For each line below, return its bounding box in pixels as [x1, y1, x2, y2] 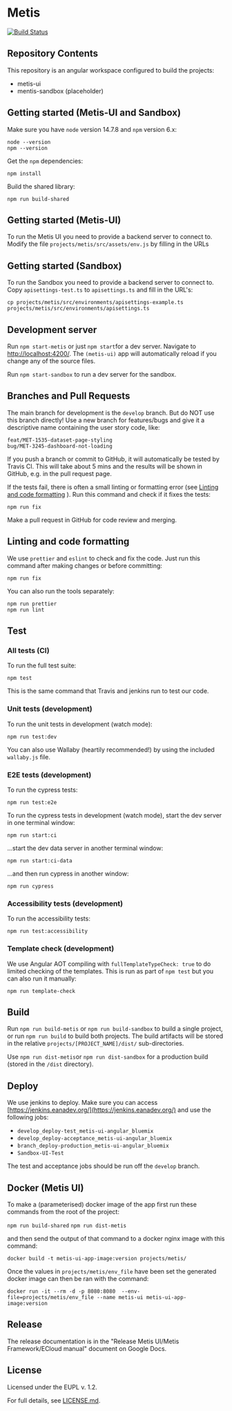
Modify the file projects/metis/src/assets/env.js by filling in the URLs [7, 240, 209, 248]
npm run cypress [7, 882, 54, 889]
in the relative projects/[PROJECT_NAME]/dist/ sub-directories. [7, 1039, 184, 1048]
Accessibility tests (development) [7, 898, 123, 908]
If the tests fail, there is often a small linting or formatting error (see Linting [7, 482, 219, 491]
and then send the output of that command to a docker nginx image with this [7, 1234, 225, 1242]
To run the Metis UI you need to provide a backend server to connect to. [7, 233, 213, 241]
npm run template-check [7, 987, 76, 994]
